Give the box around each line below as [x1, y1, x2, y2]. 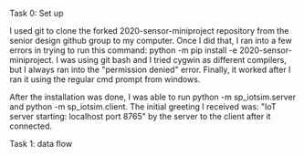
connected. [9, 120, 53, 131]
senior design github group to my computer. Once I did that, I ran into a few [9, 36, 292, 46]
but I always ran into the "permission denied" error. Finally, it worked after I [9, 64, 291, 75]
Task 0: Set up [9, 8, 64, 18]
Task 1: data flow [9, 139, 73, 149]
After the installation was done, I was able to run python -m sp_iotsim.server [9, 91, 297, 102]
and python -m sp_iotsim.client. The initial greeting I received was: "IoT [9, 101, 277, 112]
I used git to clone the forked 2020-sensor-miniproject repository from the [9, 26, 289, 36]
